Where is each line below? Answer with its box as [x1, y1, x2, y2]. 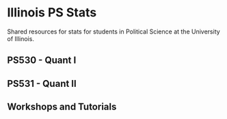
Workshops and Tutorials [7, 101, 117, 113]
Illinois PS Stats [7, 5, 97, 21]
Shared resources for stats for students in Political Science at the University [7, 27, 220, 36]
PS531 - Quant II [7, 77, 77, 90]
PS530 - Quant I [7, 55, 77, 66]
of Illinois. [7, 34, 34, 42]
